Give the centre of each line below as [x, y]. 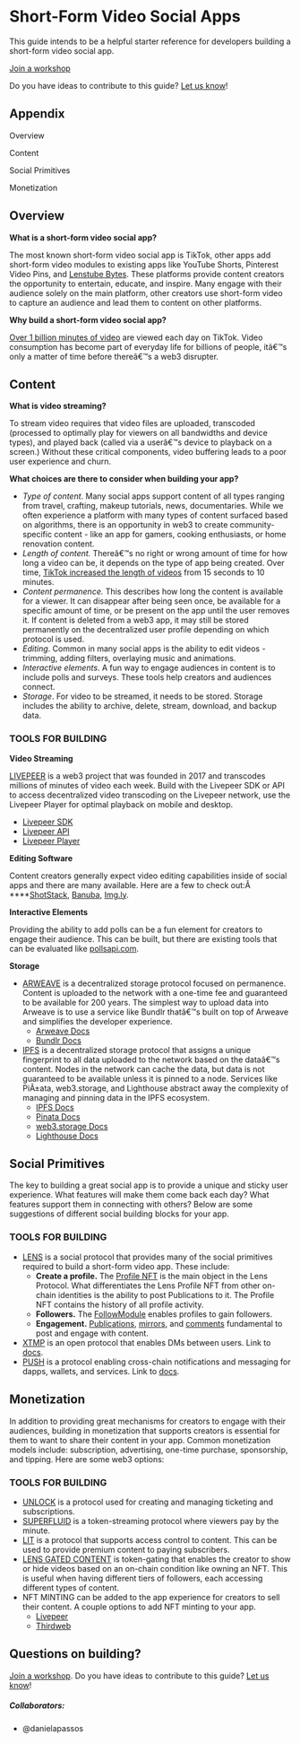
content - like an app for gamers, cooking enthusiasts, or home [170, 535]
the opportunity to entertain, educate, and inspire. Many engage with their [146, 283]
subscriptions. [48, 1511]
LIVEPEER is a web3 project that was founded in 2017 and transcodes [137, 776]
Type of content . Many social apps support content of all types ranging [153, 496]
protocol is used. [53, 640]
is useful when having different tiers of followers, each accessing [142, 1578]
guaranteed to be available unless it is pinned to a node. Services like [150, 1078]
